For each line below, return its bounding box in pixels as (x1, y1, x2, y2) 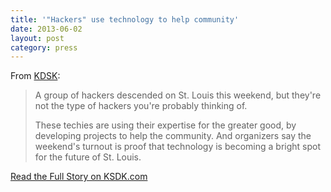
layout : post (10, 33, 65, 43)
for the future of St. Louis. (34, 151, 142, 163)
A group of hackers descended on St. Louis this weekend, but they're (34, 89, 322, 101)
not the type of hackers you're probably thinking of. (34, 100, 248, 112)
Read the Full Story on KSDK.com (10, 171, 148, 183)
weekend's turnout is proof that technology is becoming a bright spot (34, 141, 322, 153)
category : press (10, 42, 78, 53)
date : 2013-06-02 (10, 24, 83, 34)
